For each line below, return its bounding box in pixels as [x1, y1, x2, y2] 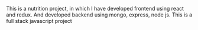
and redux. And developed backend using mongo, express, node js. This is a [6, 11, 193, 18]
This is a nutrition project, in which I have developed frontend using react [6, 5, 184, 12]
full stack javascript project [6, 18, 72, 24]
